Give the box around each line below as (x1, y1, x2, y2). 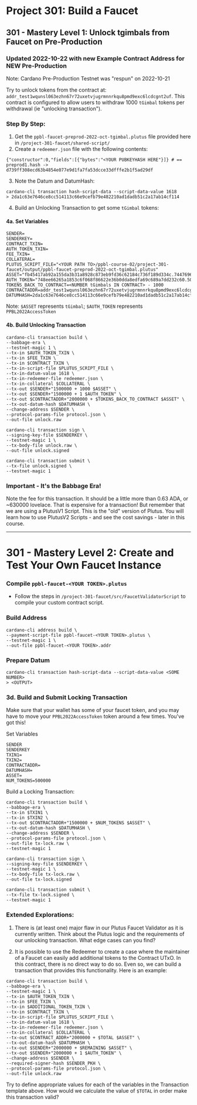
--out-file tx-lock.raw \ (6, 841, 69, 847)
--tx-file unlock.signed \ (6, 463, 72, 469)
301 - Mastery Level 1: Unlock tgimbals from (6, 28, 170, 38)
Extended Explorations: (6, 911, 74, 919)
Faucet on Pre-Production (6, 36, 103, 46)
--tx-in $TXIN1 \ (6, 810, 49, 816)
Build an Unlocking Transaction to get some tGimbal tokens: (14, 204, 159, 211)
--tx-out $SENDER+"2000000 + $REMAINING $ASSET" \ (6, 1044, 133, 1051)
